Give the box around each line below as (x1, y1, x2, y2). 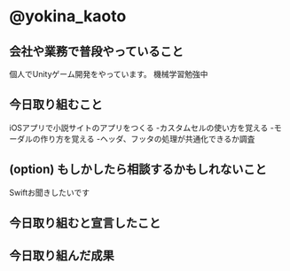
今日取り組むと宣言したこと (9, 215, 161, 231)
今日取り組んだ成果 (9, 248, 114, 263)
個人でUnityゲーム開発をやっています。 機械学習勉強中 (9, 69, 208, 79)
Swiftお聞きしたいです (9, 187, 90, 197)
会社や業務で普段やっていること (9, 43, 184, 58)
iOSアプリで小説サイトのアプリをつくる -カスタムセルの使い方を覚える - (9, 122, 275, 133)
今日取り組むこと (9, 97, 103, 112)
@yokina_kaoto (9, 6, 127, 27)
